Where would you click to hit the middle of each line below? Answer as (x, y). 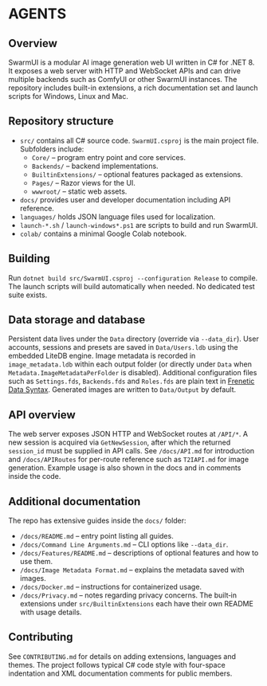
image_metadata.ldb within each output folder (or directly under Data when (130, 364)
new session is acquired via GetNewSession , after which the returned (120, 442)
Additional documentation (75, 502)
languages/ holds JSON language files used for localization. (118, 217)
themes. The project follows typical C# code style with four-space (117, 664)
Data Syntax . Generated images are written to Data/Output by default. (122, 390)
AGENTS (37, 14)
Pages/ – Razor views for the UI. (83, 182)
